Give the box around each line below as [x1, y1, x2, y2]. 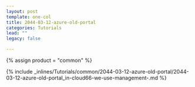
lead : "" [6, 30, 28, 36]
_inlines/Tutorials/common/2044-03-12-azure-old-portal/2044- [34, 68, 190, 75]
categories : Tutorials [6, 25, 62, 31]
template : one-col [6, 14, 51, 20]
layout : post [6, 8, 38, 15]
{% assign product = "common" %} [6, 57, 92, 64]
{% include [6, 68, 33, 75]
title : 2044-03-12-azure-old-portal [6, 19, 96, 25]
